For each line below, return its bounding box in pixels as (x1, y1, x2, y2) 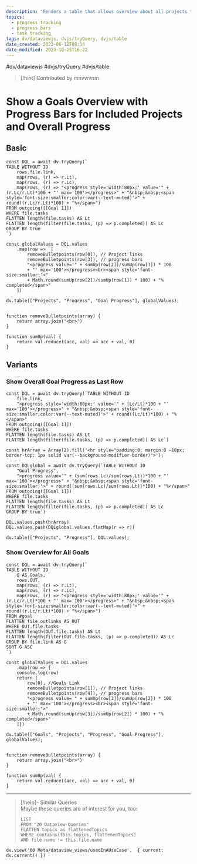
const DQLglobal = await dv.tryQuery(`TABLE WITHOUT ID (6, 463, 145, 469)
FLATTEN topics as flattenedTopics (20, 826, 108, 832)
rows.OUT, (16, 577, 41, 583)
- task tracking (11, 31, 51, 36)
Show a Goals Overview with (6, 95, 148, 108)
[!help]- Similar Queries (20, 799, 77, 806)
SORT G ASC (6, 644, 33, 650)
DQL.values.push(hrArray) (6, 520, 69, 525)
